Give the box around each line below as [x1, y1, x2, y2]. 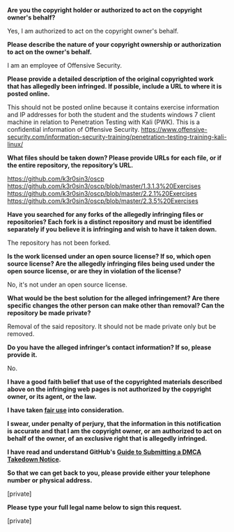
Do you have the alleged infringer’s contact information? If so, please [7, 343, 212, 351]
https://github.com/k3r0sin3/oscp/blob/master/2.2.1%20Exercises [7, 190, 197, 197]
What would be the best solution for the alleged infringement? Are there [7, 294, 220, 302]
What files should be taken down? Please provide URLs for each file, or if [7, 153, 221, 162]
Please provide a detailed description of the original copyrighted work [7, 75, 214, 83]
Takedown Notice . [7, 455, 61, 463]
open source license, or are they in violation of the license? [7, 267, 182, 275]
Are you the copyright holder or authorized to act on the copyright [7, 6, 203, 14]
